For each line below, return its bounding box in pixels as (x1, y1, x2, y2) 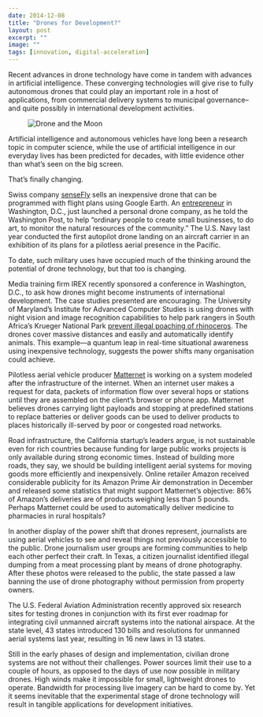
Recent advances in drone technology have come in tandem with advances (8, 70, 252, 79)
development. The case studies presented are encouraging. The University (8, 296, 252, 305)
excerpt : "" (8, 33, 47, 42)
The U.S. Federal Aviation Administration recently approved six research (8, 601, 242, 610)
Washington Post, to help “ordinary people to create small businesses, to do (8, 215, 254, 224)
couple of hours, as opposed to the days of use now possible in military (8, 666, 240, 675)
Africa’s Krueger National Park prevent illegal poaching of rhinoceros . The (8, 321, 248, 330)
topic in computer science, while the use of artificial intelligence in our (8, 143, 236, 152)
